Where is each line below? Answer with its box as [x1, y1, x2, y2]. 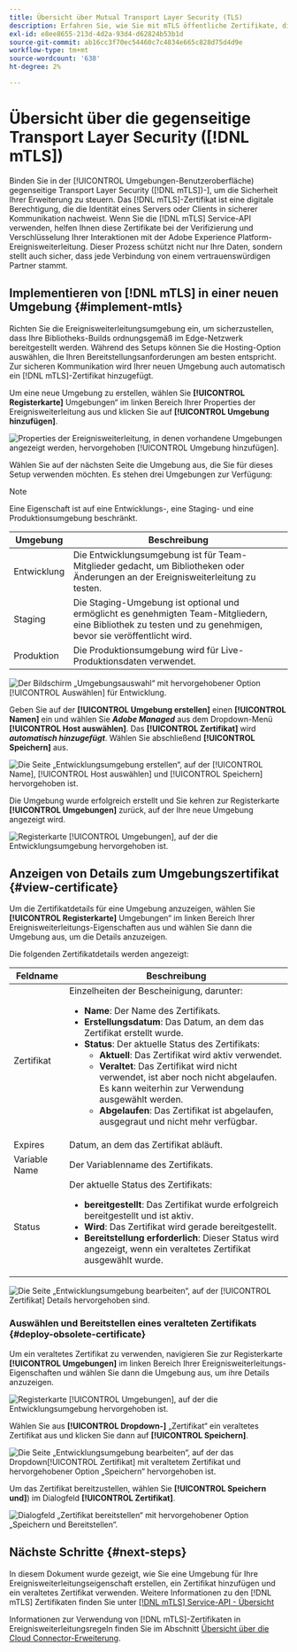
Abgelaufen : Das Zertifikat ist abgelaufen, [98, 1104, 274, 1117]
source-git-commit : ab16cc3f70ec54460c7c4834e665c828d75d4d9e [9, 37, 243, 47]
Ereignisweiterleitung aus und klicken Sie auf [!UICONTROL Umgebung [9, 406, 270, 417]
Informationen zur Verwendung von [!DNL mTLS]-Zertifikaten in [9, 1614, 241, 1625]
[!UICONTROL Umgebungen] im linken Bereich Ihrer [9, 1358, 201, 1368]
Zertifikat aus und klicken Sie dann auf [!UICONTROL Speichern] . [9, 1430, 249, 1440]
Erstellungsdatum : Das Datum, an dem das [83, 1016, 264, 1028]
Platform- [237, 231, 272, 242]
